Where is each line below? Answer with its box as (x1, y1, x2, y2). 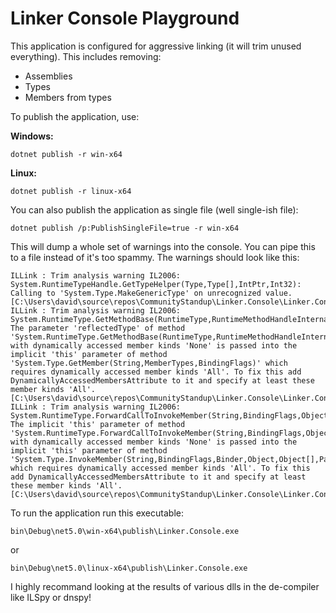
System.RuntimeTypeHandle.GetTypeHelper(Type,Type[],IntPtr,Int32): (10, 279, 302, 289)
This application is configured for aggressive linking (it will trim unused (10, 40, 302, 52)
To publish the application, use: (10, 110, 140, 122)
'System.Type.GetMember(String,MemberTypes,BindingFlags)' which (10, 358, 288, 368)
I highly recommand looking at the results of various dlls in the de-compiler (10, 580, 320, 592)
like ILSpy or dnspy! (10, 591, 92, 603)
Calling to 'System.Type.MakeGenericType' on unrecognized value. (10, 288, 293, 298)
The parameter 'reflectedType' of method (10, 323, 186, 333)
